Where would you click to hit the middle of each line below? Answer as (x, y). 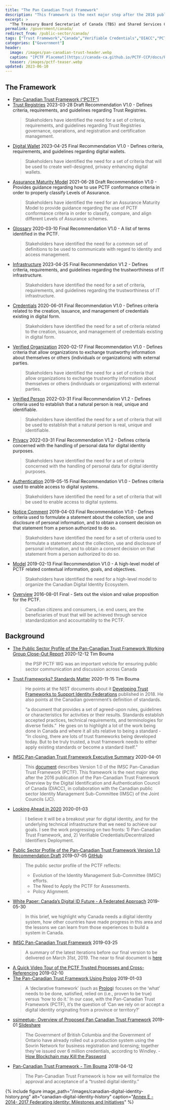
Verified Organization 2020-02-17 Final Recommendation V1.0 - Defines (88, 347)
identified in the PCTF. (36, 233)
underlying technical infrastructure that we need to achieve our (91, 824)
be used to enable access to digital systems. (71, 502)
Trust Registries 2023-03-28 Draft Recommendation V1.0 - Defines (82, 105)
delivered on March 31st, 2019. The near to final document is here (94, 958)
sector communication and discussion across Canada (81, 669)
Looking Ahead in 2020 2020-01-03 (50, 809)
